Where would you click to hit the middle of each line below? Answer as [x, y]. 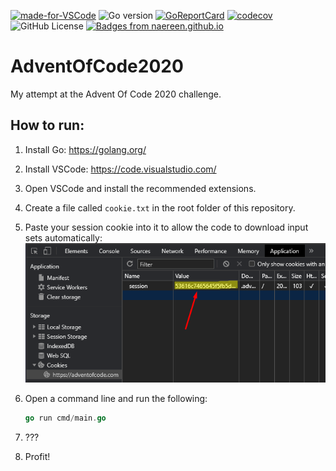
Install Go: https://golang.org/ [85, 149]
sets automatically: [63, 237]
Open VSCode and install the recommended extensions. [140, 188]
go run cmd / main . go [65, 418]
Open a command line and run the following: [116, 399]
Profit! [37, 457]
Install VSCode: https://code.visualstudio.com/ [120, 169]
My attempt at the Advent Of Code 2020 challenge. [116, 94]
